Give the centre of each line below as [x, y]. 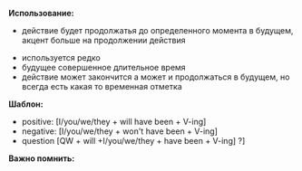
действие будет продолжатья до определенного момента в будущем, [157, 30]
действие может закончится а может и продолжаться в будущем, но [156, 77]
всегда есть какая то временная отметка [102, 86]
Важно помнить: [42, 158]
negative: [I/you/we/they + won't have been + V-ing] [120, 131]
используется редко [61, 57]
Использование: [41, 13]
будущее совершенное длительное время [104, 67]
